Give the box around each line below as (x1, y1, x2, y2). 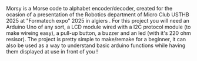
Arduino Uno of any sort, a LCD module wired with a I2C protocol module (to (6, 23, 191, 30)
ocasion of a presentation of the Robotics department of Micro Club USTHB (6, 11, 189, 18)
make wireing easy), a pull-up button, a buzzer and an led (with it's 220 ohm (6, 30, 191, 37)
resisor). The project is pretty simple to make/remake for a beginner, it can (6, 36, 186, 42)
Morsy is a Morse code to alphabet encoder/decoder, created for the (6, 5, 173, 12)
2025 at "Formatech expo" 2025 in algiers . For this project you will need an (6, 17, 189, 24)
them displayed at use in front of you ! (6, 48, 98, 55)
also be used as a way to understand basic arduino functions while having (6, 42, 186, 49)
